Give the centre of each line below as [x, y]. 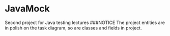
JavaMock [27, 9]
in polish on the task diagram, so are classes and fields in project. [73, 27]
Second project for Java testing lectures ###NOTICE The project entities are [85, 22]
